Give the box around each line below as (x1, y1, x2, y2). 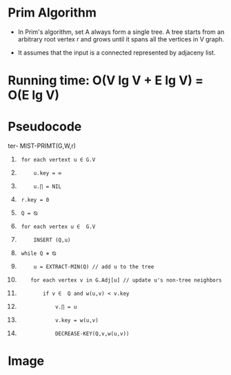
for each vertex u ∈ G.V (21, 223, 96, 231)
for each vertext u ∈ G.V (21, 157, 96, 164)
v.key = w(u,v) (54, 317, 99, 324)
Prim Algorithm (8, 5, 97, 21)
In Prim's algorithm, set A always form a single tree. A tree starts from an (17, 28, 225, 36)
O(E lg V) (8, 88, 60, 103)
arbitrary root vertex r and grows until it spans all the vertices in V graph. (17, 35, 225, 43)
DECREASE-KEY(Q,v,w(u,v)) (54, 330, 130, 338)
